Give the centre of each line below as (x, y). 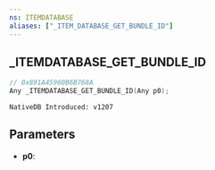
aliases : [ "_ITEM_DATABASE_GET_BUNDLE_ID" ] (91, 26)
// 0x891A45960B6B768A (51, 83)
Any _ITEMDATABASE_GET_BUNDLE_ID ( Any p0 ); (89, 91)
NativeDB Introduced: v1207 (62, 107)
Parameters (42, 135)
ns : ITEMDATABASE (41, 17)
